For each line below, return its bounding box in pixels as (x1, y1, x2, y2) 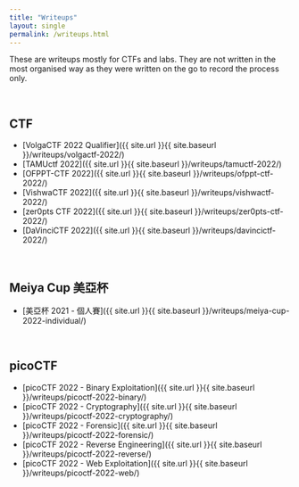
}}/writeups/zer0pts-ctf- (194, 206, 284, 217)
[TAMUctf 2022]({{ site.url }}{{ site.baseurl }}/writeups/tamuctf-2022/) (21, 159, 283, 169)
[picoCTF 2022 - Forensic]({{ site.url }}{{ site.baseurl (21, 420, 218, 431)
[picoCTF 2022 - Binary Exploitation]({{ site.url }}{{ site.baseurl (21, 382, 255, 392)
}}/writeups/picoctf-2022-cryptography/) (21, 410, 174, 421)
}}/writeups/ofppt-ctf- (193, 169, 274, 179)
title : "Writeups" (9, 12, 78, 22)
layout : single (9, 21, 66, 30)
